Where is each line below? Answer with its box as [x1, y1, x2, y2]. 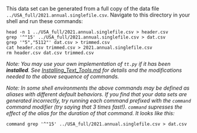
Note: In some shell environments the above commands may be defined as [6, 84, 190, 91]
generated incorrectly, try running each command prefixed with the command [6, 97, 191, 104]
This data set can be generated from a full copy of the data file [6, 5, 160, 12]
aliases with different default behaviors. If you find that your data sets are [6, 91, 188, 97]
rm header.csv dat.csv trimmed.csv [6, 50, 94, 56]
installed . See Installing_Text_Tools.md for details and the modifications [6, 66, 182, 74]
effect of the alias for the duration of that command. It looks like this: [6, 110, 175, 116]
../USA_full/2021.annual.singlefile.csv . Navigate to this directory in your [6, 11, 190, 18]
